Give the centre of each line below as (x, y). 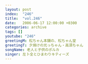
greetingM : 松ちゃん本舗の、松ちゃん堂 (41, 41)
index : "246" (19, 14)
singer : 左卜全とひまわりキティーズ (37, 54)
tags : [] (14, 32)
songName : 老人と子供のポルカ (32, 50)
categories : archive (26, 27)
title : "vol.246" (24, 18)
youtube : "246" (20, 37)
